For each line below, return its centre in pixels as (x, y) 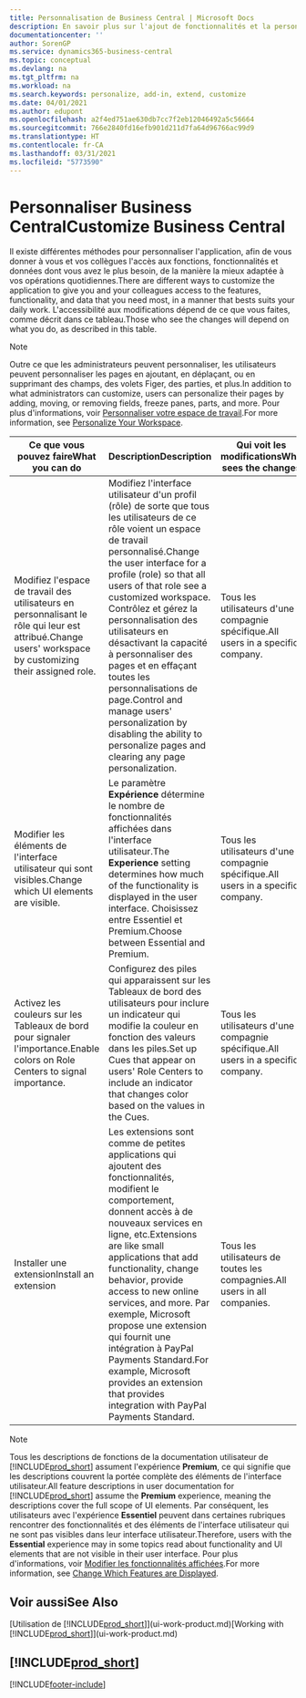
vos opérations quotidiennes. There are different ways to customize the (142, 281)
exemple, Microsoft (149, 1314)
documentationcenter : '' (56, 35)
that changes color (148, 1094)
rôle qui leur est (47, 626)
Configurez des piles (153, 969)
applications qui (142, 1154)
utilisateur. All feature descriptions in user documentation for (122, 1486)
